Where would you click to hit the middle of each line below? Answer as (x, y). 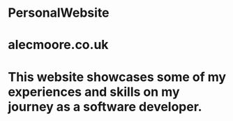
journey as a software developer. (105, 107)
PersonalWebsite (59, 13)
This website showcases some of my (117, 77)
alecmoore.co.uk (58, 45)
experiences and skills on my (94, 92)
